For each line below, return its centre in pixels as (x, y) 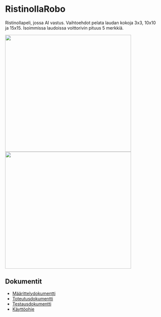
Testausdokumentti (32, 304)
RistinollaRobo (35, 9)
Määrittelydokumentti (34, 293)
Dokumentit (24, 282)
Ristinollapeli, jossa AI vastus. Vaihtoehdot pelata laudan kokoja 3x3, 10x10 (80, 23)
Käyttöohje (23, 309)
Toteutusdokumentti (32, 298)
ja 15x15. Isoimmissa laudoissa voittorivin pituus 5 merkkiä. (64, 28)
